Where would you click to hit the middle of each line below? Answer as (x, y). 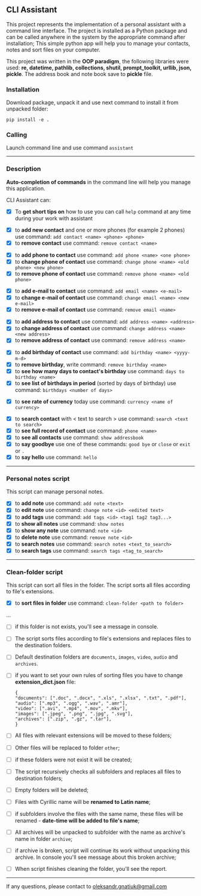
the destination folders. (43, 645)
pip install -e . (28, 120)
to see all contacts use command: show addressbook (79, 437)
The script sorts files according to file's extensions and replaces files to (103, 639)
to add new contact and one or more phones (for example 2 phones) (100, 230)
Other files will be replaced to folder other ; (67, 748)
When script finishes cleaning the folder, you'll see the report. (91, 869)
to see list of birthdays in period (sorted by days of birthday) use (95, 383)
